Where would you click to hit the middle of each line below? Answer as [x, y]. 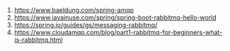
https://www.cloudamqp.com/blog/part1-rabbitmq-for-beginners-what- [118, 32]
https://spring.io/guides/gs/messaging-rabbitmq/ [86, 25]
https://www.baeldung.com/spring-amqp [74, 10]
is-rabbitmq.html [38, 40]
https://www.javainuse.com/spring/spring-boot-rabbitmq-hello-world [115, 17]
